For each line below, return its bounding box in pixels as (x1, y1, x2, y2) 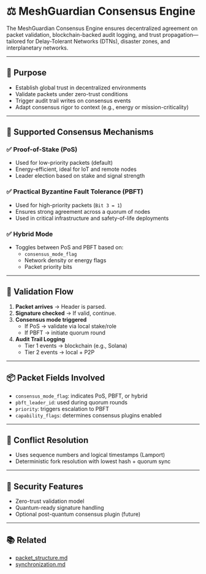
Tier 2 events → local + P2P (24, 348, 95, 356)
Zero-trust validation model (15, 497, 85, 505)
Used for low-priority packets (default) (15, 159, 113, 167)
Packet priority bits (24, 263, 72, 271)
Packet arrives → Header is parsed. (15, 303, 106, 310)
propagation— (162, 31, 199, 38)
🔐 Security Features (6, 481, 84, 491)
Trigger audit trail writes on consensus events (15, 97, 131, 104)
